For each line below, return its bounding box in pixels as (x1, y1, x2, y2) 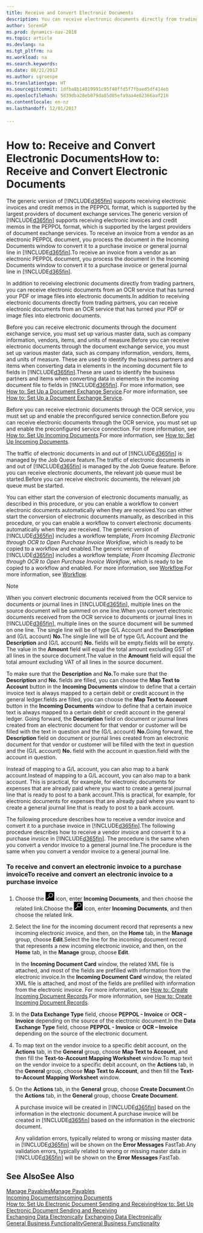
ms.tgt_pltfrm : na (6, 48, 53, 54)
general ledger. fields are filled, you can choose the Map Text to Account (6, 695, 187, 703)
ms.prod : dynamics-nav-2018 (6, 29, 77, 35)
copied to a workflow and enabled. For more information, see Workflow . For (6, 564, 193, 571)
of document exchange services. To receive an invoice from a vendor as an (6, 229, 194, 236)
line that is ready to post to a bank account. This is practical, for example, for (6, 791, 196, 798)
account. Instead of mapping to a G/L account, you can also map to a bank (6, 772, 191, 779)
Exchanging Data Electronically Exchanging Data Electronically (6, 1213, 162, 1220)
